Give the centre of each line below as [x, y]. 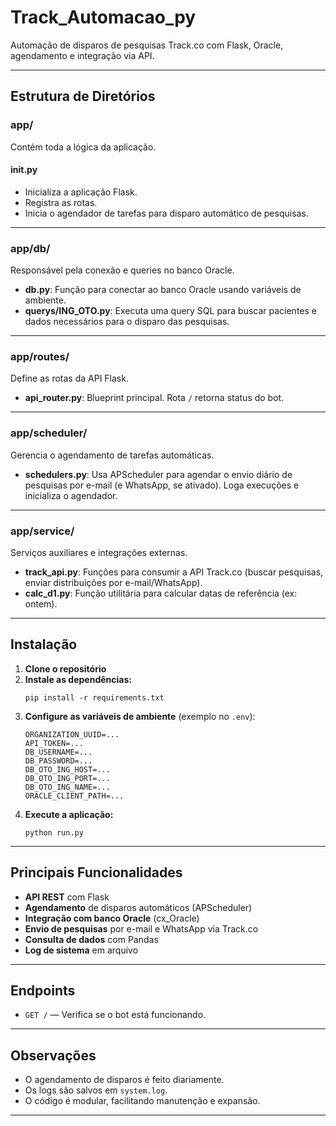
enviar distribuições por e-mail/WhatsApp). [113, 583]
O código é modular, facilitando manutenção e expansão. [142, 1101]
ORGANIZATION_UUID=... [72, 734]
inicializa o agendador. [71, 495]
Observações [53, 1055]
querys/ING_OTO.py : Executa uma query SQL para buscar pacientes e [170, 311]
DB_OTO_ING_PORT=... [67, 778]
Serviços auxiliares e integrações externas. [99, 553]
